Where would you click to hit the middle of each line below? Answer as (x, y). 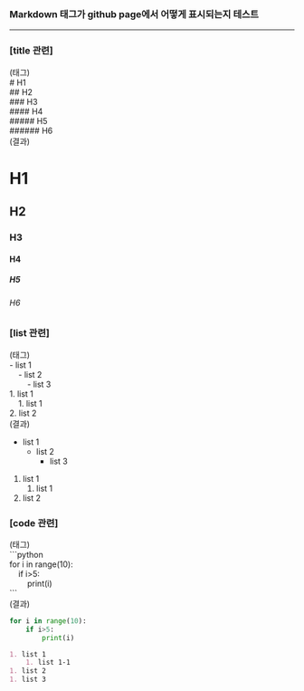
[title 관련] (31, 51)
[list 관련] (29, 333)
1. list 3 (28, 680)
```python (26, 554)
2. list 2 (23, 413)
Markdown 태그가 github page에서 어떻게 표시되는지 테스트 (134, 14)
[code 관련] (34, 523)
